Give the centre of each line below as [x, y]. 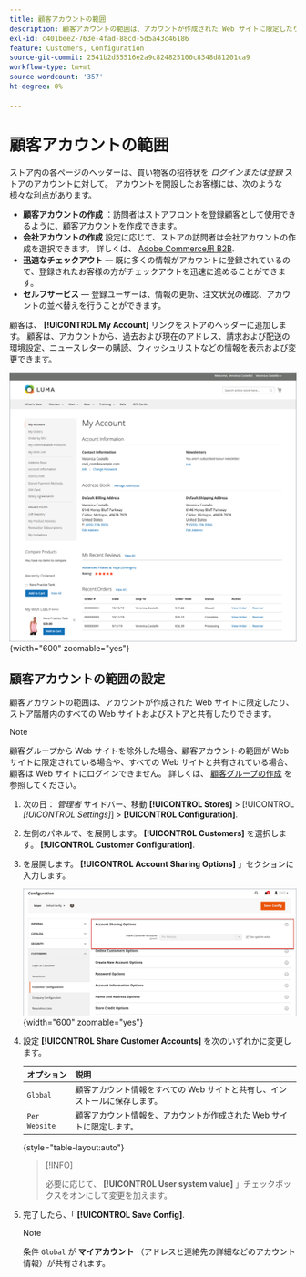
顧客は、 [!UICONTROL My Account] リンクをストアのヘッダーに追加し [144, 324]
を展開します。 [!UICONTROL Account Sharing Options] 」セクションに [158, 864]
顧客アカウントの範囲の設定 [87, 679]
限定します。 [114, 1127]
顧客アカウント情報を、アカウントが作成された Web [173, 1115]
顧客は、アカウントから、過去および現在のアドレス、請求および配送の [158, 336]
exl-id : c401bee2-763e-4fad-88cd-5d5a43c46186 [99, 38]
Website [41, 1126]
